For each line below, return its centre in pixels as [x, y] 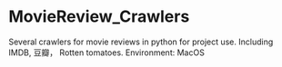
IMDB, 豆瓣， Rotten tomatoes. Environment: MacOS [107, 53]
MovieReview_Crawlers [99, 17]
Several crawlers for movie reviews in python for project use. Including [141, 42]
